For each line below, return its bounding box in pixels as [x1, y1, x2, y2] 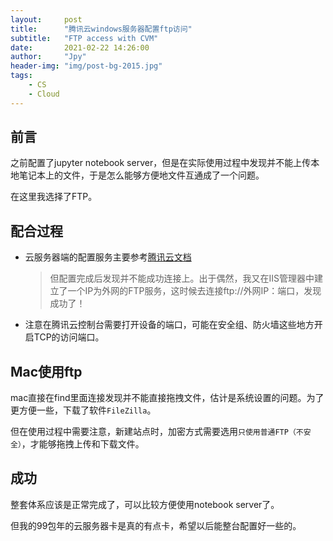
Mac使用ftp [10, 363, 83, 380]
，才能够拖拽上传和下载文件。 [21, 438, 145, 450]
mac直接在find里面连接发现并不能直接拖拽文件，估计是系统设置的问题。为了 [10, 392, 325, 404]
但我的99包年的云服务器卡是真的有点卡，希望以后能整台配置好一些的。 [10, 519, 302, 531]
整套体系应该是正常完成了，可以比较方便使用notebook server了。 [10, 498, 280, 510]
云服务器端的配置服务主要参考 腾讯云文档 [24, 251, 192, 263]
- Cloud [28, 89, 60, 99]
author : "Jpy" [10, 52, 87, 62]
